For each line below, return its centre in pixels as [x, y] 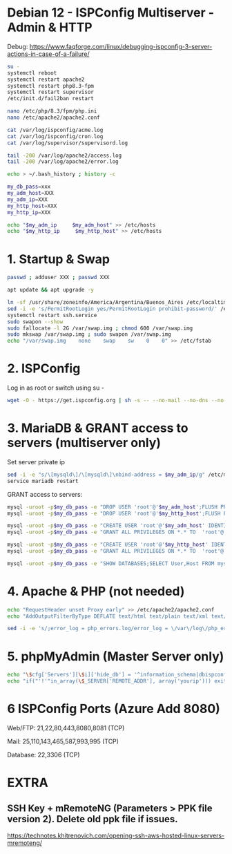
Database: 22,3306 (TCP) [44, 755]
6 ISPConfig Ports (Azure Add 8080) [114, 709]
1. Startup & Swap [59, 259]
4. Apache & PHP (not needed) [96, 591]
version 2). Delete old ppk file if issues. [93, 819]
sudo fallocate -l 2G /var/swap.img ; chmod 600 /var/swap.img [100, 328]
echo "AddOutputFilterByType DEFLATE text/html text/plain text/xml [108, 616]
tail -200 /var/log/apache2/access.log [65, 155]
